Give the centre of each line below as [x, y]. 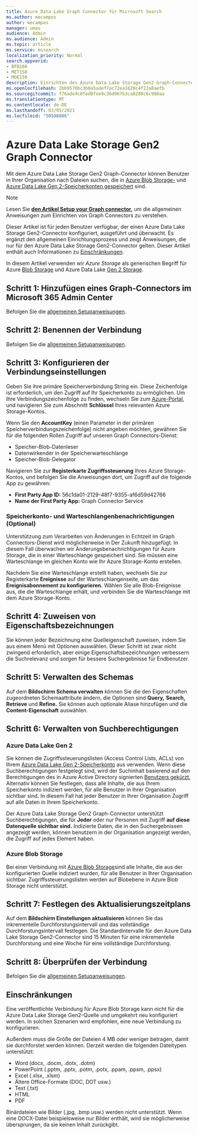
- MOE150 [17, 77]
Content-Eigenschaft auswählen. [47, 710]
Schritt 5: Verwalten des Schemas [70, 677]
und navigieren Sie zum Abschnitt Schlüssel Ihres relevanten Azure [88, 405]
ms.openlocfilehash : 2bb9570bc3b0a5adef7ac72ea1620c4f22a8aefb [85, 88]
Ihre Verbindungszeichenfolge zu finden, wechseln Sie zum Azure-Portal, [95, 399]
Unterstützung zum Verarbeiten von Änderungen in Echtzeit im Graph [90, 536]
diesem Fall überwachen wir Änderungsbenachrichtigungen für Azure [91, 548]
